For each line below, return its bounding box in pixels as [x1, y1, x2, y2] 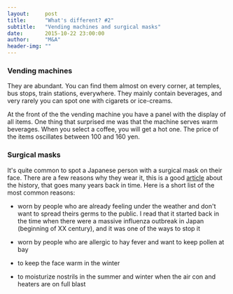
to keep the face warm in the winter [17, 258, 120, 267]
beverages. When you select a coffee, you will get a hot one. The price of [7, 125, 219, 134]
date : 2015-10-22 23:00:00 [7, 29, 105, 37]
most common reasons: [7, 188, 76, 197]
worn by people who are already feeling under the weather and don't [17, 202, 216, 210]
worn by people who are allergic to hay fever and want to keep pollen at [17, 237, 225, 246]
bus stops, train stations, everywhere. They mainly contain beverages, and [7, 89, 223, 98]
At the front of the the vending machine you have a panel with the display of [7, 110, 226, 119]
